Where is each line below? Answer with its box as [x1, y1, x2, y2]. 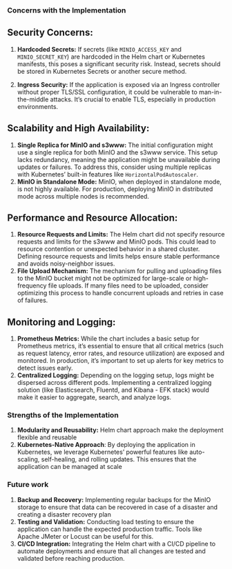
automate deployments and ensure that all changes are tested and [17, 547, 206, 555]
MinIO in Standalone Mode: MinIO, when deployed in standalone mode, [17, 177, 222, 186]
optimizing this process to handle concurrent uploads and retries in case [17, 289, 224, 297]
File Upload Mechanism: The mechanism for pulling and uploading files [17, 267, 222, 275]
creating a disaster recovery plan [17, 510, 112, 519]
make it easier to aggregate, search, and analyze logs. [17, 393, 171, 401]
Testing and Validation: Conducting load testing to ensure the [17, 517, 195, 526]
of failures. [17, 296, 48, 305]
